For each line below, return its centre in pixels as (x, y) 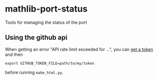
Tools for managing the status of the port (46, 22)
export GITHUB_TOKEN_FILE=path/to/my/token (50, 63)
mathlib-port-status (46, 9)
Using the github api (36, 38)
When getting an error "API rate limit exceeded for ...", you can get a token (79, 49)
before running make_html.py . (34, 72)
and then (14, 54)
